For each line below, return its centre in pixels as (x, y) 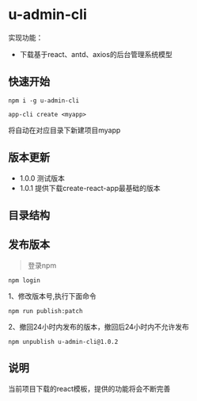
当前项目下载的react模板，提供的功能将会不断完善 (89, 388)
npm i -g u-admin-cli (44, 101)
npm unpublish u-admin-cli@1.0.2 (63, 342)
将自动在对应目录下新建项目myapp (64, 130)
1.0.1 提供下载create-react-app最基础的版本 (90, 188)
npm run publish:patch (45, 311)
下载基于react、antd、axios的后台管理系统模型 (96, 54)
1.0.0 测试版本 (42, 178)
